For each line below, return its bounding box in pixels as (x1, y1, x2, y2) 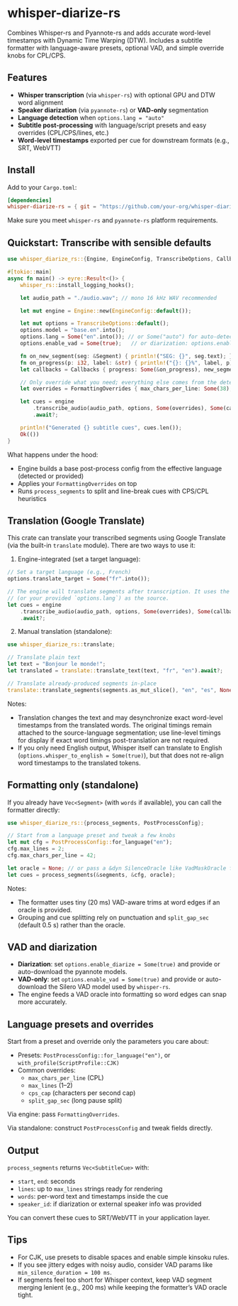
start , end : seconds (17, 1177, 76, 1186)
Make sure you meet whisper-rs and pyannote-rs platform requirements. (7, 216, 218, 225)
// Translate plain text (7, 654, 81, 662)
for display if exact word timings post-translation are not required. (17, 735, 210, 744)
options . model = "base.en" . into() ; (20, 327, 125, 334)
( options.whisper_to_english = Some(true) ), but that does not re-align (17, 751, 225, 760)
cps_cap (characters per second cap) (28, 1089, 136, 1097)
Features (7, 72, 47, 84)
